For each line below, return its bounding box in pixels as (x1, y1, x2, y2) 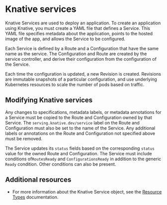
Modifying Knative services (5, 96, 93, 104)
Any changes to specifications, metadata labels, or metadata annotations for (5, 109, 162, 115)
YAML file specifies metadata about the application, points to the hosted (5, 30, 153, 36)
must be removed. (5, 135, 43, 141)
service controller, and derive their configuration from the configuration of (5, 56, 157, 62)
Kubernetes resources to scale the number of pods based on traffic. (5, 81, 145, 88)
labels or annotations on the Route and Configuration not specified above (5, 130, 156, 136)
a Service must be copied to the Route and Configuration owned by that (5, 114, 153, 120)
